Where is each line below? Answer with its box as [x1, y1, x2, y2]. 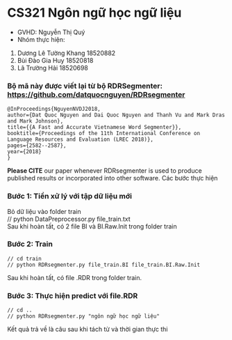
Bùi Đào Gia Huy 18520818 [17, 56, 94, 64]
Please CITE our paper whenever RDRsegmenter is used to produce [7, 167, 203, 175]
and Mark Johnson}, [7, 118, 64, 125]
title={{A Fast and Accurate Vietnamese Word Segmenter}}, [7, 124, 182, 131]
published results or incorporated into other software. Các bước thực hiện [7, 174, 218, 183]
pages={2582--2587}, [7, 142, 67, 149]
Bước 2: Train [7, 239, 53, 249]
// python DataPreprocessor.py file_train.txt [7, 215, 131, 223]
